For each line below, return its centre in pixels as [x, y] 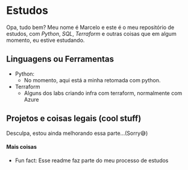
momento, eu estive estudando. [45, 40]
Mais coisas [22, 147]
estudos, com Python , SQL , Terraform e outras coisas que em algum [91, 33]
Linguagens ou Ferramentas [60, 59]
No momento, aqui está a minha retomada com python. [92, 80]
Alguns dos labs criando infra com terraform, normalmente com [103, 93]
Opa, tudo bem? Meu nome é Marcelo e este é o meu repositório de [90, 27]
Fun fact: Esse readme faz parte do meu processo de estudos [92, 160]
